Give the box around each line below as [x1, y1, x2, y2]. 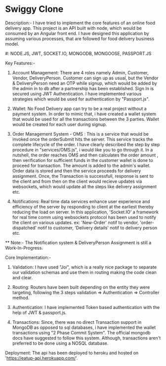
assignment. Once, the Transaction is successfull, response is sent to [12, 173, 154, 179]
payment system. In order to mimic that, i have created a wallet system [12, 110, 157, 117]
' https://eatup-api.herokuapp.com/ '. [5, 355, 78, 361]
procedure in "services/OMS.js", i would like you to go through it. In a [12, 147, 153, 153]
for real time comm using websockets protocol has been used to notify [12, 214, 157, 220]
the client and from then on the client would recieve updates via [12, 178, 142, 184]
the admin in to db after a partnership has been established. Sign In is [12, 85, 154, 91]
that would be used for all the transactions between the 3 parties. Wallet [12, 116, 159, 122]
